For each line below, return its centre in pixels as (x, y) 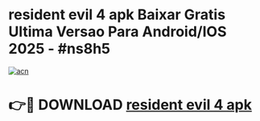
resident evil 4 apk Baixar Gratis (117, 15)
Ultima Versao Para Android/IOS (118, 32)
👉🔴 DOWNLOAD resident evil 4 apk (130, 105)
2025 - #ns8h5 (60, 49)
